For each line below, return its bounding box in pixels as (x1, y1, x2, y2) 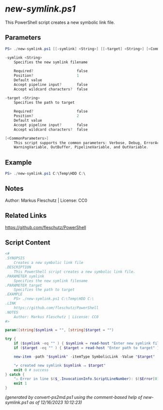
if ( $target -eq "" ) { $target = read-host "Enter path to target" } (14, 345, 160, 350)
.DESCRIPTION (5, 265, 32, 270)
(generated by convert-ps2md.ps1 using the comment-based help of (5, 394, 142, 400)
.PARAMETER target (5, 283, 42, 288)
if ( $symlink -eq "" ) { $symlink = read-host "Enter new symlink (14, 341, 151, 346)
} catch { (5, 372, 25, 377)
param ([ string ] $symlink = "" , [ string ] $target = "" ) (5, 328, 114, 333)
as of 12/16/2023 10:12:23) (29, 399, 82, 405)
